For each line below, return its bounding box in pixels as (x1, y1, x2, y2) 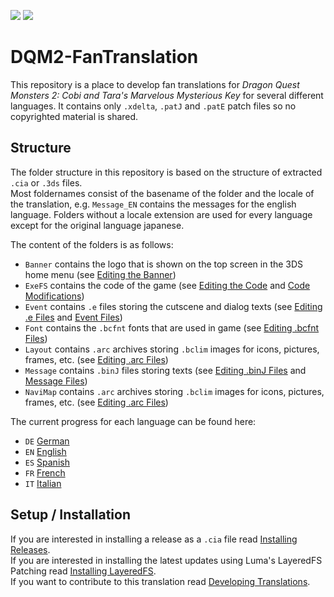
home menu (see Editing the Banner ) (24, 268, 177, 280)
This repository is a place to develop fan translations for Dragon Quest (10, 78, 300, 90)
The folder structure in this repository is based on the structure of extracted (10, 166, 323, 178)
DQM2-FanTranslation (10, 46, 199, 69)
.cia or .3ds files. (10, 176, 83, 189)
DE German (24, 435, 70, 447)
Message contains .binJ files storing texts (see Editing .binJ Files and (24, 364, 307, 376)
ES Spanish (24, 456, 70, 468)
